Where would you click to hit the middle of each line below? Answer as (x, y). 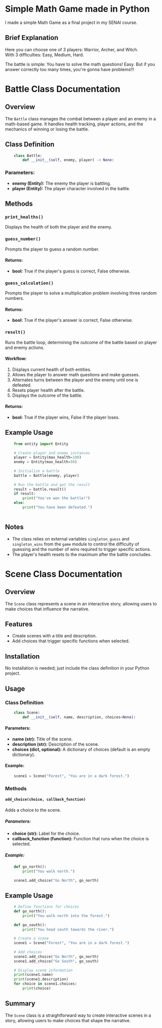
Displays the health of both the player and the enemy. (59, 227)
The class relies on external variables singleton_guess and (71, 539)
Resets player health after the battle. (48, 390)
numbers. (15, 298)
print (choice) (37, 989)
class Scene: (27, 713)
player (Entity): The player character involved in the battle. (71, 188)
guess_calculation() (29, 283)
